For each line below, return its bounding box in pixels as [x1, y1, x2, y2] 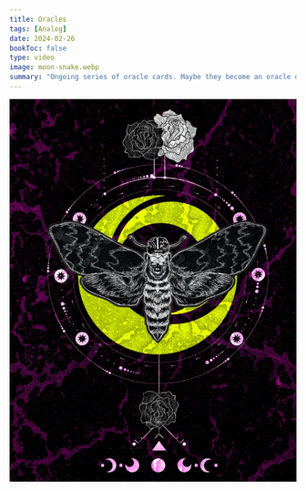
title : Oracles [9, 15, 67, 24]
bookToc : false [9, 44, 67, 53]
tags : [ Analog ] [9, 24, 67, 34]
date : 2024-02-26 [9, 34, 76, 43]
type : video [9, 53, 55, 63]
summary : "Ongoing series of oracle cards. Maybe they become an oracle [9, 73, 291, 82]
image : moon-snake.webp [9, 63, 100, 72]
